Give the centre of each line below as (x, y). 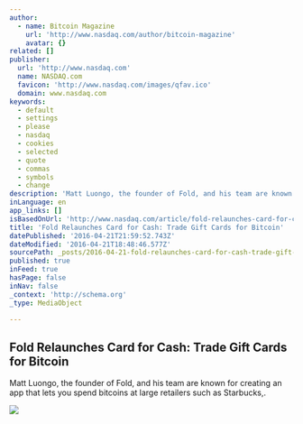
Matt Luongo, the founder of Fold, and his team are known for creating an (146, 383)
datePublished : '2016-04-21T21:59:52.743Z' (92, 235)
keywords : (28, 101)
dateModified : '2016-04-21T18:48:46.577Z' (90, 244)
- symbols (36, 177)
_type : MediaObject (46, 303)
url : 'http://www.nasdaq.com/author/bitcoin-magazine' (131, 34)
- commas (34, 169)
